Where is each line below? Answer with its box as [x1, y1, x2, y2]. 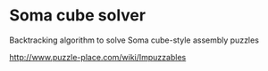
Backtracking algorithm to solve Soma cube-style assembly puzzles [9, 35, 259, 45]
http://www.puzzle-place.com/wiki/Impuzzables [9, 51, 187, 62]
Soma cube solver [9, 5, 146, 26]
